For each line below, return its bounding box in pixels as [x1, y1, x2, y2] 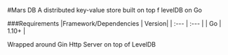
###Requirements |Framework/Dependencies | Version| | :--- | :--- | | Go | [7, 19, 222, 27]
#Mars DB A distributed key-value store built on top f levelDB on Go [7, 6, 202, 14]
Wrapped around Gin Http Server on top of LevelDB [7, 40, 156, 48]
